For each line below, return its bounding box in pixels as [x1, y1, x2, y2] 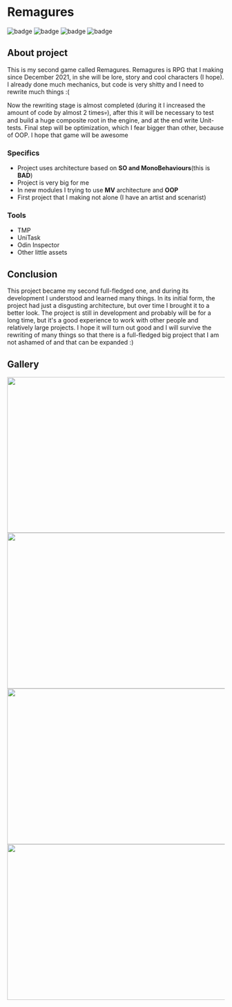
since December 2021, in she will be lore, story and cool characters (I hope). [7, 73, 224, 81]
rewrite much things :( [7, 87, 70, 96]
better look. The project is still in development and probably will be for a [7, 309, 212, 317]
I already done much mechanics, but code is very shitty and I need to [7, 80, 204, 89]
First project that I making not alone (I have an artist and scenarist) [17, 193, 206, 201]
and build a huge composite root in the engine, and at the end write [7, 116, 199, 125]
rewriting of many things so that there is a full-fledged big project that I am [7, 331, 220, 339]
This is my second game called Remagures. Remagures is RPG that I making [7, 65, 224, 73]
